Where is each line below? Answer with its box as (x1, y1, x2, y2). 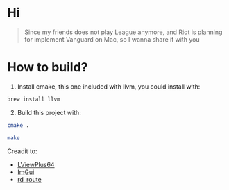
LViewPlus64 (17, 160, 55, 169)
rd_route (17, 175, 42, 183)
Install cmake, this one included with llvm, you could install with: (17, 82, 201, 91)
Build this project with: (17, 108, 81, 116)
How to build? (7, 60, 88, 76)
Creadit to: (7, 147, 37, 155)
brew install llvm (7, 96, 60, 103)
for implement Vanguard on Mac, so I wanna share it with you (24, 35, 200, 43)
